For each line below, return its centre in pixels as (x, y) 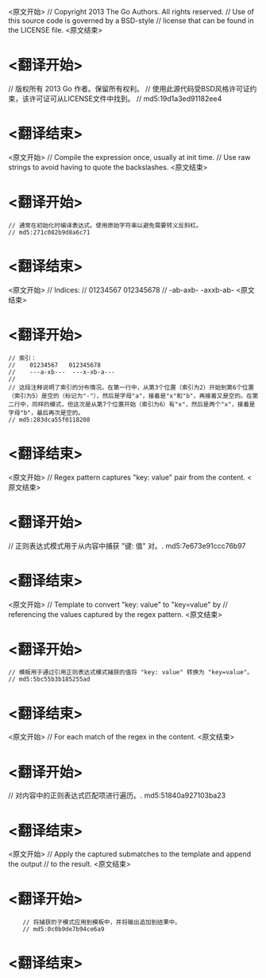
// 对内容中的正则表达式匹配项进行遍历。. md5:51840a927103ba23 (117, 796)
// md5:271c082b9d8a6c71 (49, 232)
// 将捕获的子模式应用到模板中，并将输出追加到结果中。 (102, 922)
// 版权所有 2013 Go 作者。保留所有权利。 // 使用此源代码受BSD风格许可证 (129, 88)
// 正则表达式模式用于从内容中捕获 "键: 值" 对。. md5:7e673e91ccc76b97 (127, 545)
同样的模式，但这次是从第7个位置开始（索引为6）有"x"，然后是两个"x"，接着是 (143, 404)
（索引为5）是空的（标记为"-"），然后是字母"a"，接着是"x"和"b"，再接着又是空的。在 (130, 396)
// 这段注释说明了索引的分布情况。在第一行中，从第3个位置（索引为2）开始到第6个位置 (131, 387)
